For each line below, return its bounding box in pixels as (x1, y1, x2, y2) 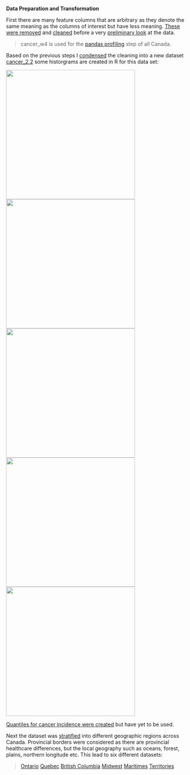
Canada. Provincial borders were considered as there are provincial (6, 738, 169, 745)
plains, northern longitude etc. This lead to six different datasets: (6, 751, 163, 758)
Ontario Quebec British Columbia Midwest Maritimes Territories (20, 763, 175, 770)
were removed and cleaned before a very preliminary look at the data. (6, 29, 175, 36)
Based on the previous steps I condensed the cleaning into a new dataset (6, 52, 184, 58)
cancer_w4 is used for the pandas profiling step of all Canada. (20, 41, 172, 47)
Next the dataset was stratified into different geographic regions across (6, 732, 179, 739)
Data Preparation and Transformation (6, 5, 99, 12)
